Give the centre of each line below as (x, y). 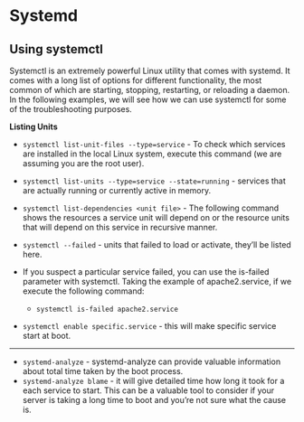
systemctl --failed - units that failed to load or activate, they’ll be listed (157, 244)
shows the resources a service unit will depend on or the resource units (156, 217)
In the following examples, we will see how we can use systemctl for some (148, 99)
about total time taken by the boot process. (103, 371)
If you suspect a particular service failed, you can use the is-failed (146, 272)
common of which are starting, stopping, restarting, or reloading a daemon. (150, 90)
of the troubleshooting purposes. (71, 109)
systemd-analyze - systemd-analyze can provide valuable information (152, 361)
